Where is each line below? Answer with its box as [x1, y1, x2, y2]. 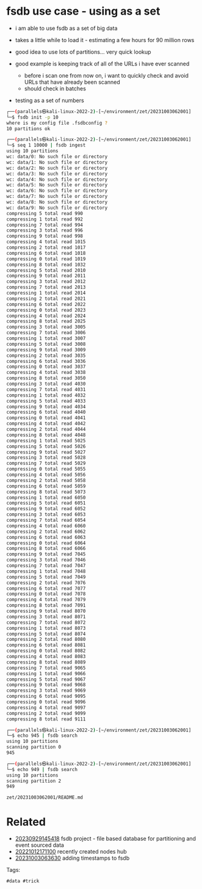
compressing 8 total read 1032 [6, 262, 86, 268]
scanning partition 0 [6, 744, 62, 750]
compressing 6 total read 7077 [6, 585, 86, 591]
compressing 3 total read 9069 [6, 687, 86, 694]
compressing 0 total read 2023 [6, 307, 86, 313]
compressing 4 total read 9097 [6, 704, 86, 711]
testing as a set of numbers [15, 97, 84, 104]
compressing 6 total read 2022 [6, 301, 86, 307]
